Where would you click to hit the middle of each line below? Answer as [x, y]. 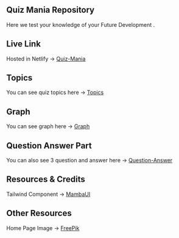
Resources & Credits [46, 179]
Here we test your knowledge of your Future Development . [81, 24]
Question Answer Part [49, 146]
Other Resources [39, 213]
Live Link [24, 44]
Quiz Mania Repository [51, 10]
